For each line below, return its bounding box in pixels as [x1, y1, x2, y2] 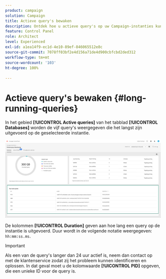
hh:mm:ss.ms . [5, 233, 31, 239]
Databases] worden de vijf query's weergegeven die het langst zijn [5, 125, 142, 131]
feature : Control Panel [5, 29, 54, 34]
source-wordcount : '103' [5, 60, 56, 65]
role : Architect [5, 34, 39, 39]
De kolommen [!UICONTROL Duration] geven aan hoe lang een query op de [5, 223, 160, 229]
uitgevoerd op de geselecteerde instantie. [5, 130, 90, 136]
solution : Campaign [5, 13, 45, 18]
